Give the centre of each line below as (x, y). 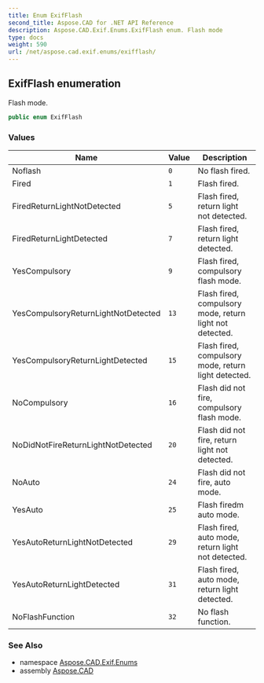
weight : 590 (27, 45)
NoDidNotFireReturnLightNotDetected (82, 445)
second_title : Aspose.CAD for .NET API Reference (91, 23)
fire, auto (214, 482)
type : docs (26, 37)
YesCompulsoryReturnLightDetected (80, 360)
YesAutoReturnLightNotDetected (73, 542)
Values (22, 137)
